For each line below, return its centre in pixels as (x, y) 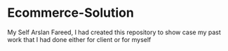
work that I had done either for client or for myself (79, 39)
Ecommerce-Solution (71, 13)
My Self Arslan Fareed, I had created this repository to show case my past (114, 32)
